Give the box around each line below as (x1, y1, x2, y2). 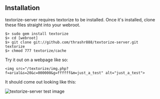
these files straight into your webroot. (5, 22, 80, 28)
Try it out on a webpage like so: (5, 57, 68, 63)
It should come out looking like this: (5, 79, 77, 84)
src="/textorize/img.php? (16, 66, 69, 71)
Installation (5, 4, 40, 12)
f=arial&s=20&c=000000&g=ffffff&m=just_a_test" (5, 70, 104, 75)
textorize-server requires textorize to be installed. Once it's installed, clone (5, 16, 155, 22)
